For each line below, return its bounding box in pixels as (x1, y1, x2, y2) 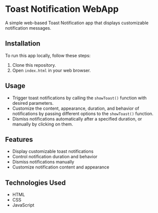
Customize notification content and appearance (12, 164, 110, 170)
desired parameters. (12, 100, 54, 106)
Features (5, 135, 33, 144)
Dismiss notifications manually (12, 159, 75, 165)
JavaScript (12, 202, 35, 208)
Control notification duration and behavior (12, 154, 98, 160)
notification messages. (5, 25, 52, 31)
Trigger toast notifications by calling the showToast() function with (12, 95, 147, 101)
